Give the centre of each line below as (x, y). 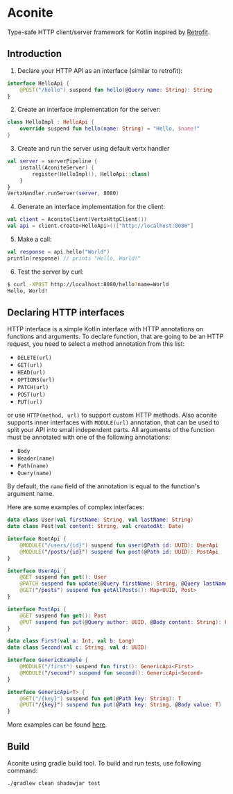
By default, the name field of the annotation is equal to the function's (104, 486)
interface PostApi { (37, 609)
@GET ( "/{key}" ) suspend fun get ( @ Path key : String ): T (101, 698)
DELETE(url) (34, 358)
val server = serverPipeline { (52, 161)
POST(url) (32, 395)
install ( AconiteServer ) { (57, 167)
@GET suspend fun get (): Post (63, 615)
